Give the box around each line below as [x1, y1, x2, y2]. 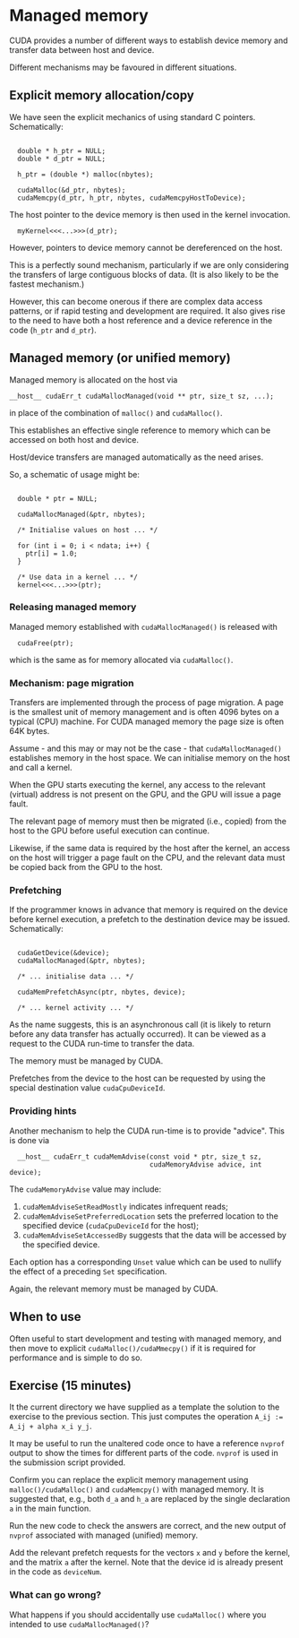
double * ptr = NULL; [17, 494, 98, 503]
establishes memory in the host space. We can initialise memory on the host [9, 753, 291, 763]
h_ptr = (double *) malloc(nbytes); [17, 169, 154, 179]
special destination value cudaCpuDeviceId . [9, 1082, 166, 1093]
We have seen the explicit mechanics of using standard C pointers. [9, 111, 256, 122]
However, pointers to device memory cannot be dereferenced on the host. [9, 242, 283, 253]
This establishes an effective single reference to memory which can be [9, 425, 271, 435]
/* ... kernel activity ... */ [17, 1004, 134, 1013]
